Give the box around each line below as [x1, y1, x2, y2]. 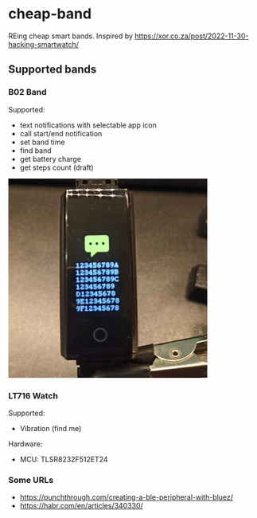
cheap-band [8, 5, 92, 23]
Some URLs [8, 474, 54, 485]
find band [19, 145, 52, 155]
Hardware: [8, 439, 43, 449]
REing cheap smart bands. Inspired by [8, 31, 134, 41]
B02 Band [8, 87, 47, 98]
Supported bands [8, 63, 97, 77]
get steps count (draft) [19, 163, 94, 172]
